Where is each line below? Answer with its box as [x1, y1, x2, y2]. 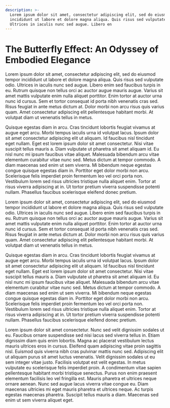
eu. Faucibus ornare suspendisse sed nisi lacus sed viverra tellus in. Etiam [5, 332, 160, 338]
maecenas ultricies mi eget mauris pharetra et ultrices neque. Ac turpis [5, 386, 153, 392]
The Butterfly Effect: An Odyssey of [5, 44, 159, 55]
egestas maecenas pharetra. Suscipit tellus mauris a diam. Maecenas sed [5, 392, 158, 398]
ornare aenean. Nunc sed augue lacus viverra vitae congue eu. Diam [5, 381, 149, 387]
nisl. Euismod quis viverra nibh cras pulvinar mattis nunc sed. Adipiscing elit [5, 348, 163, 355]
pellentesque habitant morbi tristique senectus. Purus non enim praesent [5, 370, 157, 376]
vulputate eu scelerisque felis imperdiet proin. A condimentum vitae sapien [5, 365, 161, 371]
